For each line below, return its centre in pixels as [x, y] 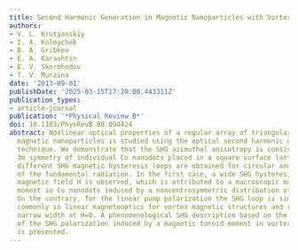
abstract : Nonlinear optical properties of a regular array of [129, 133]
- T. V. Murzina [39, 75]
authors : [25, 26]
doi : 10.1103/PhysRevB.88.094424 [71, 125]
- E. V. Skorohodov [45, 67]
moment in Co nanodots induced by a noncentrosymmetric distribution [148, 191]
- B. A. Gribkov [39, 51]
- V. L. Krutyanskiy [47, 34]
